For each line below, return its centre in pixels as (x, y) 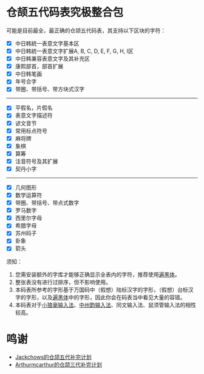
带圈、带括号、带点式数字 (47, 203)
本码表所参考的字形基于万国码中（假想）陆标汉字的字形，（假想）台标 (101, 289)
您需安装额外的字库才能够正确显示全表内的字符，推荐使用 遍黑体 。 (97, 274)
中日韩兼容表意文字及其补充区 (52, 59)
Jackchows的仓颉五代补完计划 (53, 357)
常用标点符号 (31, 131)
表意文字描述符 (34, 116)
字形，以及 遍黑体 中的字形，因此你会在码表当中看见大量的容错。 (106, 297)
